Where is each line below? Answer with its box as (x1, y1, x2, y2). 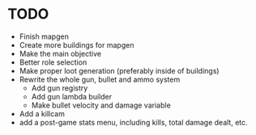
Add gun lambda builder (31, 91, 113, 101)
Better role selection (19, 57, 87, 67)
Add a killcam (19, 108, 66, 118)
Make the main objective (19, 49, 102, 58)
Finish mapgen (19, 32, 70, 41)
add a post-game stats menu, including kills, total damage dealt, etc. (19, 117, 248, 127)
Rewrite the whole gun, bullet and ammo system (19, 74, 181, 84)
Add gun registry (31, 82, 88, 93)
